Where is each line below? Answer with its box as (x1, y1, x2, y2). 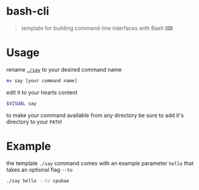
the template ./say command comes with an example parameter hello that (6, 160, 194, 167)
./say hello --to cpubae (6, 178, 69, 184)
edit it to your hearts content (6, 88, 78, 96)
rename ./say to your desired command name (6, 66, 122, 73)
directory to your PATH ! (6, 118, 63, 125)
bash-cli (6, 4, 50, 18)
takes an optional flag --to (6, 166, 73, 173)
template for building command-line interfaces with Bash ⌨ (21, 24, 173, 32)
